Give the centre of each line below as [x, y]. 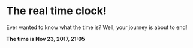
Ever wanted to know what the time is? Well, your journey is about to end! [97, 27]
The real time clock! [56, 11]
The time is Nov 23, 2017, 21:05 [46, 39]
